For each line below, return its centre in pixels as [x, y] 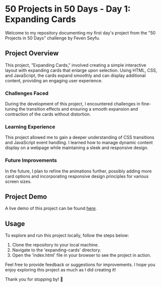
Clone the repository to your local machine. [55, 245]
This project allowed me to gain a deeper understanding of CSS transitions [80, 137]
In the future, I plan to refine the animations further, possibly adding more [78, 171]
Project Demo [26, 197]
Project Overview [32, 53]
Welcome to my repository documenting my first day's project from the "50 [80, 33]
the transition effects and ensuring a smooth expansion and [78, 109]
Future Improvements [31, 160]
